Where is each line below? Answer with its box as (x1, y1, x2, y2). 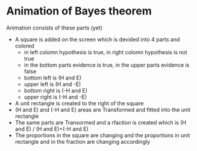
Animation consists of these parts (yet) (6, 24, 103, 31)
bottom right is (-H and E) (23, 87, 88, 94)
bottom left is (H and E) (23, 74, 82, 81)
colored (14, 42, 34, 49)
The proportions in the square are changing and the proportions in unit (14, 131, 190, 139)
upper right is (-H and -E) (23, 93, 87, 100)
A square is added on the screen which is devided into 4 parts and (14, 35, 180, 43)
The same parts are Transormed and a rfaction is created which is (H (14, 119, 187, 126)
